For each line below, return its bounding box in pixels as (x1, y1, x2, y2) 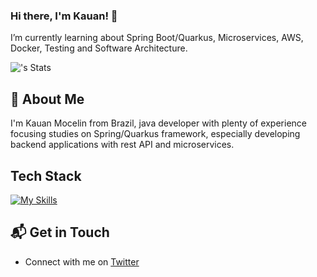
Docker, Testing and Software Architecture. (10, 42, 188, 54)
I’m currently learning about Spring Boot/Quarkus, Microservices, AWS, (10, 32, 304, 44)
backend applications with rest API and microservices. (10, 139, 235, 151)
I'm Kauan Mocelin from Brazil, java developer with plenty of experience (10, 117, 307, 129)
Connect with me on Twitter (24, 255, 140, 268)
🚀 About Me (10, 90, 85, 108)
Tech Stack (10, 167, 82, 184)
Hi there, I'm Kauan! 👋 (10, 9, 118, 23)
